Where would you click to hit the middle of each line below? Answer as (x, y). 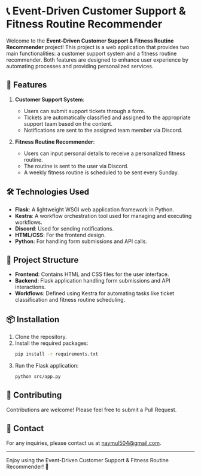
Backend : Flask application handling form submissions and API (92, 281)
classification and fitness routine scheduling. (70, 300)
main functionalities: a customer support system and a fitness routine (92, 53)
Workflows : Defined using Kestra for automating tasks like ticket (95, 293)
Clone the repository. (41, 337)
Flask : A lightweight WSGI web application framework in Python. (95, 209)
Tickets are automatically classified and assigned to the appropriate (107, 117)
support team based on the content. (68, 123)
